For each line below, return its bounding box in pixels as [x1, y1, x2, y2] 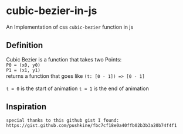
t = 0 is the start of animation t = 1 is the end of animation [6, 85, 150, 92]
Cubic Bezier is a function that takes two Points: [6, 56, 122, 63]
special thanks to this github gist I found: [6, 117, 119, 123]
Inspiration [6, 102, 47, 112]
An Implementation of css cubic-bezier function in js [6, 23, 134, 30]
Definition [6, 40, 43, 50]
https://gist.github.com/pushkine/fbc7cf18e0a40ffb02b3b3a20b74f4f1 [6, 122, 177, 128]
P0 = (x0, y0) [6, 62, 41, 68]
